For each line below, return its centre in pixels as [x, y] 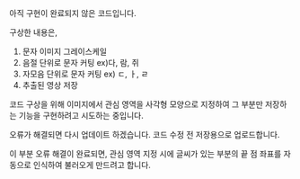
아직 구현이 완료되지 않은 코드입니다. [73, 13]
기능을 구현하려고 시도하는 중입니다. [81, 116]
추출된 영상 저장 [50, 85]
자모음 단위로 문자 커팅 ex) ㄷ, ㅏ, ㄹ [85, 74]
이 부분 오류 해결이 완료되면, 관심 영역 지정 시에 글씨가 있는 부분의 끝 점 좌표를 [146, 154]
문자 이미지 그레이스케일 [65, 51]
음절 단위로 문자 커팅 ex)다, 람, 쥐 [80, 63]
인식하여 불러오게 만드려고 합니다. [92, 165]
